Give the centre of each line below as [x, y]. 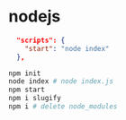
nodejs [35, 17]
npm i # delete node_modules [63, 107]
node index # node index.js [61, 81]
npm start [27, 90]
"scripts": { [41, 40]
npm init [25, 73]
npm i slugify [35, 99]
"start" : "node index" [67, 48]
